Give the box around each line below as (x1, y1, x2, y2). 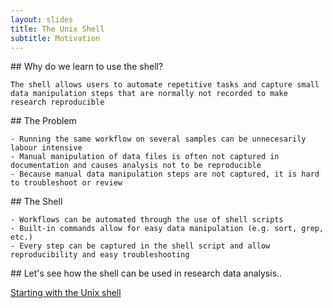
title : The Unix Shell (10, 24, 105, 34)
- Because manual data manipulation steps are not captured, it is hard (10, 169, 320, 180)
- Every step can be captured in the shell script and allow (10, 241, 271, 251)
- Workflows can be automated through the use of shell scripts (10, 215, 284, 225)
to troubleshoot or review (10, 178, 123, 188)
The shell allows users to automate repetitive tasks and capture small (10, 80, 320, 90)
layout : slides (10, 14, 74, 25)
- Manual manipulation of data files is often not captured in (10, 152, 280, 162)
